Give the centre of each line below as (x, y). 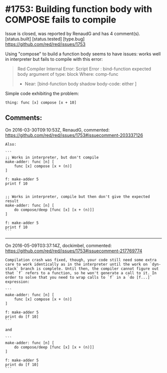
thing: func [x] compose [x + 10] (41, 102)
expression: (17, 282)
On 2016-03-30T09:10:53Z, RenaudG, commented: (57, 130)
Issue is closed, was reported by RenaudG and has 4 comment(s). (73, 33)
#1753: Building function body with (79, 9)
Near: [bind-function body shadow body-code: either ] (81, 84)
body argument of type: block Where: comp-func (68, 74)
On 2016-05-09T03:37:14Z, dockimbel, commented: (58, 245)
